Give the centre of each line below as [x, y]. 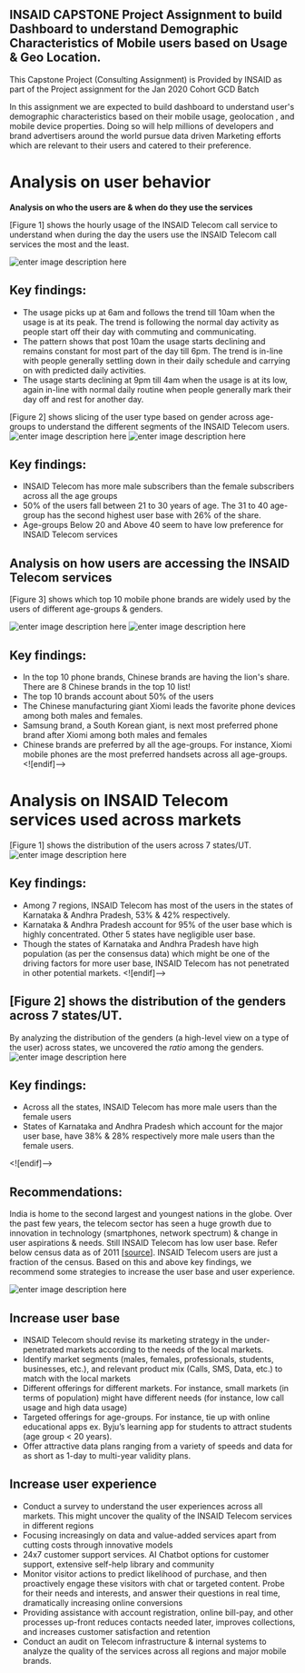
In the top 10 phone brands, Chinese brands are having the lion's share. [156, 677]
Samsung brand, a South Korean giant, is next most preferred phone [150, 725]
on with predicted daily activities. [84, 370]
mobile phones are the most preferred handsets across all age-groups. [155, 754]
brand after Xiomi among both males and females [115, 735]
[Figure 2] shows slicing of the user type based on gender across [132, 416]
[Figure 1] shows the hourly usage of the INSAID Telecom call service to [144, 224]
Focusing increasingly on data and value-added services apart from [149, 1535]
